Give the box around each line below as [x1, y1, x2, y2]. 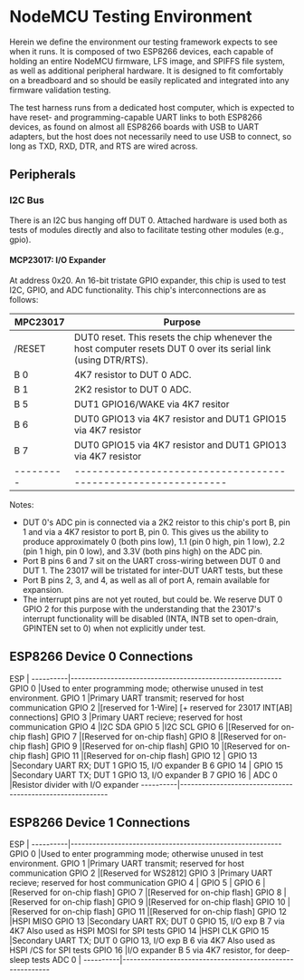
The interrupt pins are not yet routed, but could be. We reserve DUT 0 [22, 594, 283, 605]
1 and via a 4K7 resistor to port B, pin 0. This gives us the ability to [22, 526, 269, 537]
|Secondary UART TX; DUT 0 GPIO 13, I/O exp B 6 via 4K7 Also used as [9, 936, 276, 946]
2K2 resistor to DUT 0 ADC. [73, 383, 192, 395]
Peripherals [9, 167, 77, 182]
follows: [9, 294, 39, 305]
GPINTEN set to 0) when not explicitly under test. [22, 623, 206, 634]
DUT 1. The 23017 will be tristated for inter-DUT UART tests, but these [22, 565, 283, 576]
